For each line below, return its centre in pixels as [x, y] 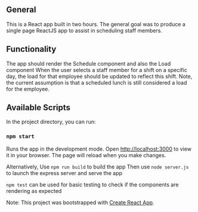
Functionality [31, 49]
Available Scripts [38, 107]
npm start [20, 137]
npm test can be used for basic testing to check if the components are [92, 185]
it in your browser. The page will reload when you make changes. [86, 155]
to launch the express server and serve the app [64, 173]
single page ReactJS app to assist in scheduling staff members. [84, 30]
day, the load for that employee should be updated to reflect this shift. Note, [99, 76]
